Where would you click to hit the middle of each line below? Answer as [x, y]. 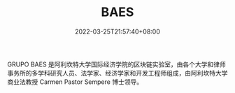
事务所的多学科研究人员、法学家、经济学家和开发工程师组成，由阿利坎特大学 [117, 73]
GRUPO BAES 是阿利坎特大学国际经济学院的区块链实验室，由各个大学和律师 [116, 64]
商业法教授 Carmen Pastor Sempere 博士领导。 [75, 82]
